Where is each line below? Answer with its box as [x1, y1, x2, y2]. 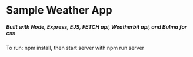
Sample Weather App [6, 4, 113, 17]
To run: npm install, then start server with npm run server [6, 45, 145, 52]
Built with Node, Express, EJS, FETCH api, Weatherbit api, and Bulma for [6, 23, 187, 30]
